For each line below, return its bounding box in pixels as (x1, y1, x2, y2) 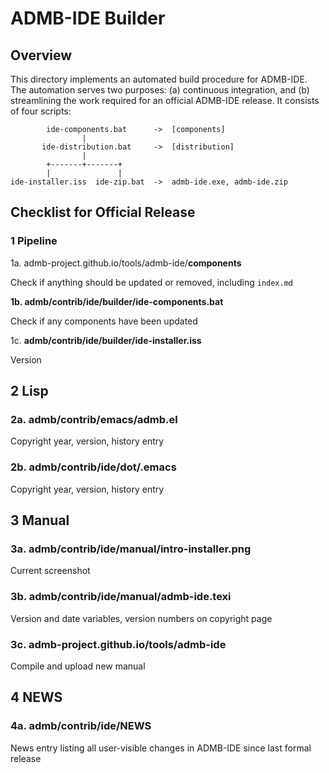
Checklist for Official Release (10, 204, 196, 221)
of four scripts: (10, 105, 72, 117)
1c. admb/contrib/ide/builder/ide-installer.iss (10, 334, 202, 346)
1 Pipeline (10, 234, 58, 248)
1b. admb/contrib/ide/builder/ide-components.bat (10, 295, 224, 307)
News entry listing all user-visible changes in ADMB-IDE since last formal (10, 742, 312, 754)
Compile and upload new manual (10, 660, 146, 672)
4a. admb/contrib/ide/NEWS (10, 719, 152, 733)
